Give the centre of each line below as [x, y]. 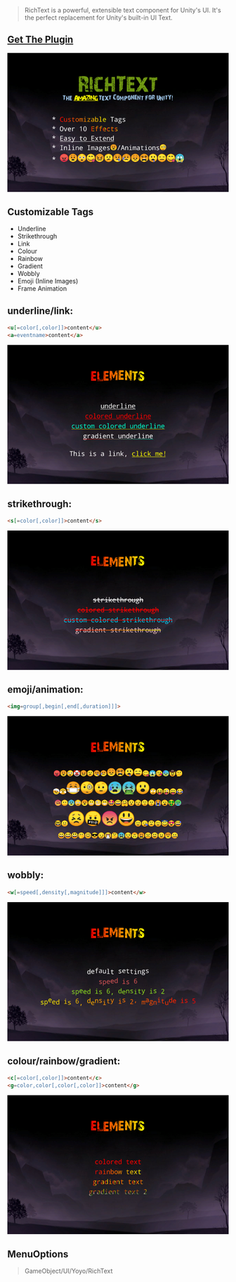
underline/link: [40, 311]
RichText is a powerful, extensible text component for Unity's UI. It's [123, 10]
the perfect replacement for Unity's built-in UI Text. [99, 18]
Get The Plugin [40, 40]
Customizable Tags [50, 211]
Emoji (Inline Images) [48, 281]
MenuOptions [38, 1254]
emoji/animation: [45, 690]
